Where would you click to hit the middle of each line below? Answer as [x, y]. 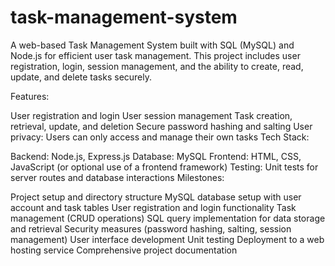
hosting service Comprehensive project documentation [124, 250]
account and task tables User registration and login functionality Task [153, 207]
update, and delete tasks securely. [81, 77]
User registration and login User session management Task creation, [151, 115]
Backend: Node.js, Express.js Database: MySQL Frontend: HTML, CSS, [156, 156]
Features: [30, 96]
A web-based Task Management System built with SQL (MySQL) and [152, 45]
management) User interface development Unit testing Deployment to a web [167, 239]
